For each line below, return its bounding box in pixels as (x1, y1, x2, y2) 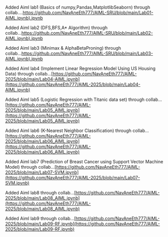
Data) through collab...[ (5, 71, 53, 77)
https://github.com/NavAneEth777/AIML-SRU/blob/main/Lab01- (22, 10, 154, 16)
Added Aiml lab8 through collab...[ (5, 190, 76, 195)
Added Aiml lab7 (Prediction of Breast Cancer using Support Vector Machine (5, 159, 163, 165)
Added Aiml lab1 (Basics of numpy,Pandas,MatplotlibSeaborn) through (5, 5, 150, 10)
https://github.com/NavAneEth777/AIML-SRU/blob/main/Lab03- (21, 50, 153, 56)
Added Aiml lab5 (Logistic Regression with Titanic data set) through (5, 96, 145, 102)
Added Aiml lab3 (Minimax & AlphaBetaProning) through (5, 45, 121, 51)
